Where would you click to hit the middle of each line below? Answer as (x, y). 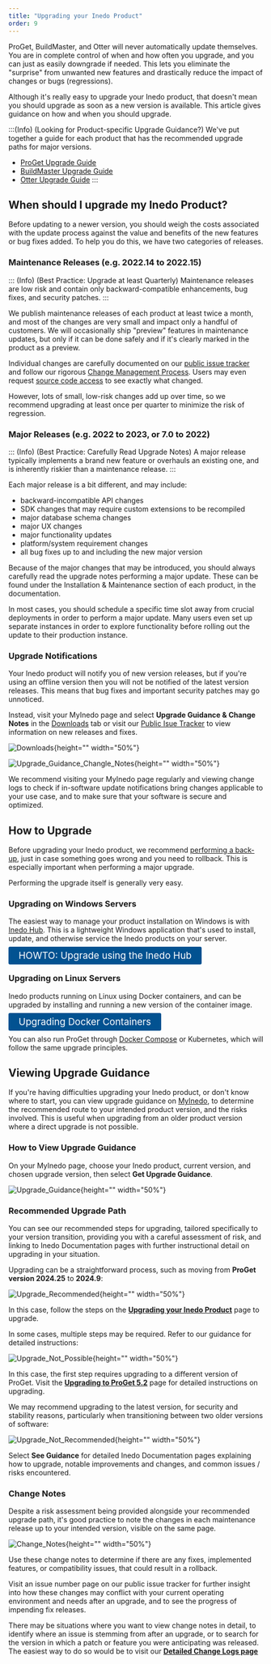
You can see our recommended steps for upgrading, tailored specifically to (133, 1229)
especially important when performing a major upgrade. (102, 868)
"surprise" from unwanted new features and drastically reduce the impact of (135, 72)
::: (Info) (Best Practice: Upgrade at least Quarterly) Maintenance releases (131, 280)
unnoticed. (26, 699)
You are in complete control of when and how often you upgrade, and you (131, 55)
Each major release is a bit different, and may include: (98, 484)
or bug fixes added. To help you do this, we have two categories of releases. (136, 242)
